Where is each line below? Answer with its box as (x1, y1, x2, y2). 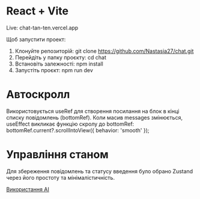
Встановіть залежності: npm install (14, 60, 103, 67)
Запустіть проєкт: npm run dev (14, 66, 93, 73)
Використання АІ (6, 185, 49, 193)
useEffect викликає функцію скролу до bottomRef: (6, 120, 135, 127)
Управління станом (6, 148, 109, 162)
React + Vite (6, 4, 69, 18)
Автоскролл (6, 88, 70, 102)
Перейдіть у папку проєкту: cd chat (14, 54, 106, 61)
